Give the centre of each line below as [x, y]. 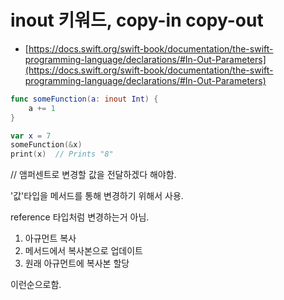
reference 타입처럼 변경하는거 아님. [80, 217]
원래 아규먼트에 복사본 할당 [77, 263]
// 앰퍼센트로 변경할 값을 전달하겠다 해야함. [93, 175]
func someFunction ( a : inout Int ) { [84, 99]
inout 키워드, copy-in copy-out [137, 20]
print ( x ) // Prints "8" [62, 154]
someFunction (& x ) [46, 145]
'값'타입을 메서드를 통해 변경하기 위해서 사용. [97, 196]
